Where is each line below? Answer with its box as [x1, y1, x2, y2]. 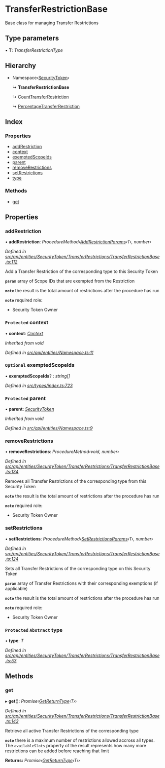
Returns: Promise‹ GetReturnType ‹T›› [5, 757, 80, 763]
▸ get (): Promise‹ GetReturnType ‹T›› [5, 698, 77, 704]
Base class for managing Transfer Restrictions [5, 20, 99, 26]
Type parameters [5, 34, 59, 42]
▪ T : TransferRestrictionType [5, 47, 63, 53]
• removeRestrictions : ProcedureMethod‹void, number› [5, 449, 119, 455]
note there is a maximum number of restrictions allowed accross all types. [5, 737, 155, 743]
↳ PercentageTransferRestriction [12, 103, 80, 109]
